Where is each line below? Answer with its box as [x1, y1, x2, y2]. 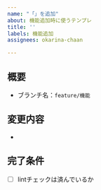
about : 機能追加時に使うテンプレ [7, 17, 93, 24]
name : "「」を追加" [7, 10, 59, 18]
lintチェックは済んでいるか [17, 174, 94, 184]
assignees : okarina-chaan [7, 37, 83, 44]
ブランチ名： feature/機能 [17, 90, 90, 99]
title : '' [7, 23, 36, 30]
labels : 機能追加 [7, 30, 54, 37]
